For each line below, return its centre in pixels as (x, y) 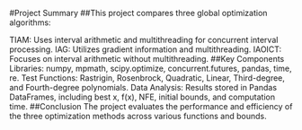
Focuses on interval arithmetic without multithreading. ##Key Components (147, 59)
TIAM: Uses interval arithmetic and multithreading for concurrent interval (144, 40)
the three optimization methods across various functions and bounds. (138, 116)
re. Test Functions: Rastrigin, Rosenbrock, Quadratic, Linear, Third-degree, (147, 78)
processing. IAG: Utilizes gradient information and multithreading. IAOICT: (146, 49)
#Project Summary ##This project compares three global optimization (138, 13)
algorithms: (30, 22)
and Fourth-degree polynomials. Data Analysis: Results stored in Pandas (143, 87)
